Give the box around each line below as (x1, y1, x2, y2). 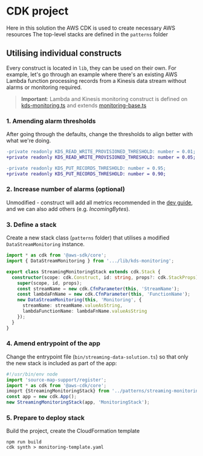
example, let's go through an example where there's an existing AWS (6, 71, 178, 78)
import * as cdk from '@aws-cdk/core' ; (6, 382, 107, 388)
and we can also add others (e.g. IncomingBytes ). (6, 205, 130, 212)
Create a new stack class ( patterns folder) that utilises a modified (6, 234, 170, 241)
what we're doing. (6, 137, 51, 145)
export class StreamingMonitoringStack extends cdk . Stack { (6, 269, 161, 275)
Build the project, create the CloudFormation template (6, 428, 140, 435)
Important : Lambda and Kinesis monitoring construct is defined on (21, 95, 188, 102)
